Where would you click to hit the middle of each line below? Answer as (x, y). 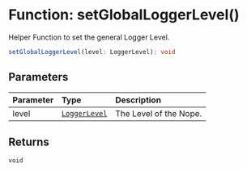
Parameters (38, 77)
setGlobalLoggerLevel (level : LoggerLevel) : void (92, 52)
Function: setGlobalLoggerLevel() (124, 15)
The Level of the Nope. (158, 113)
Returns (29, 142)
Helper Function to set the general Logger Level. (89, 37)
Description (138, 100)
